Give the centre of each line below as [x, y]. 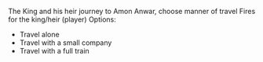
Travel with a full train [55, 51]
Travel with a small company [66, 43]
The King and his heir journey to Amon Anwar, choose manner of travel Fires [132, 11]
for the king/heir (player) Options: [62, 19]
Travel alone [40, 34]
